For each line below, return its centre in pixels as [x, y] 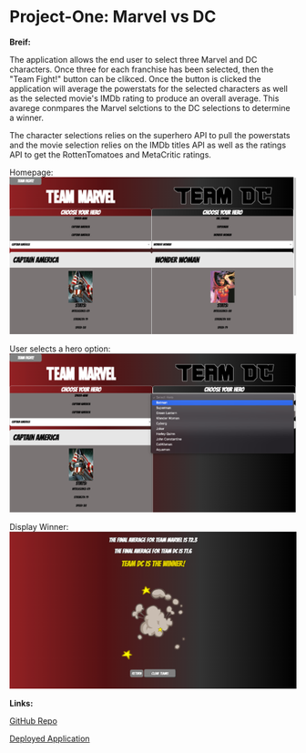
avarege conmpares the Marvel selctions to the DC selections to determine [150, 107]
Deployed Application [50, 738]
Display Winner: [39, 526]
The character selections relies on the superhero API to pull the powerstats [150, 135]
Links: [21, 703]
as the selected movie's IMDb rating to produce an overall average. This [144, 98]
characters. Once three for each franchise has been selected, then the [142, 69]
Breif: [20, 42]
